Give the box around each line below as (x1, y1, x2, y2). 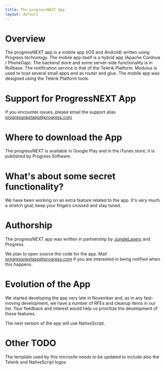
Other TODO (5, 337, 57, 349)
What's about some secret (5, 171, 116, 182)
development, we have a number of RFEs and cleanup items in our (21, 300, 156, 306)
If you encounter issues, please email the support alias (5, 109, 116, 115)
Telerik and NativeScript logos (5, 359, 66, 365)
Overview (5, 33, 46, 44)
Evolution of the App (5, 279, 91, 290)
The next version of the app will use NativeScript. (5, 320, 105, 326)
